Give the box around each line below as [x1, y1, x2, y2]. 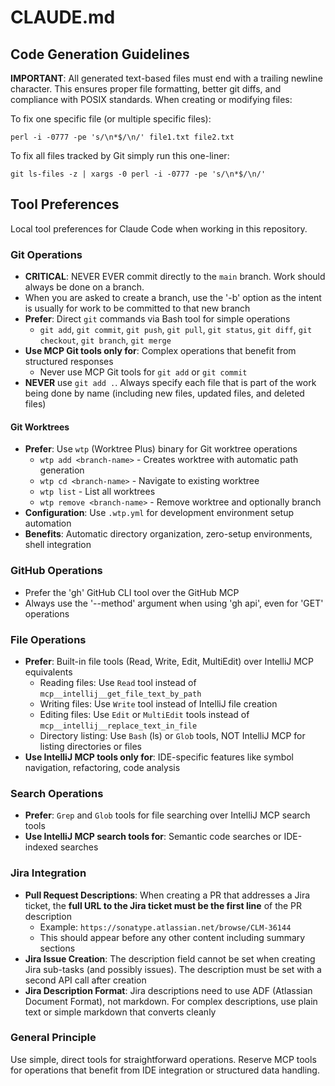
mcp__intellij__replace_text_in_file [39, 721, 198, 731]
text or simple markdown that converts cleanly [24, 1006, 217, 1018]
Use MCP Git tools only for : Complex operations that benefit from [24, 345, 297, 357]
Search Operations [10, 786, 104, 800]
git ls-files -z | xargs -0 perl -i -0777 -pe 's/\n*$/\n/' [10, 169, 267, 179]
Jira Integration [10, 866, 87, 880]
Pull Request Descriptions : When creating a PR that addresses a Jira [24, 889, 311, 901]
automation [24, 517, 72, 530]
